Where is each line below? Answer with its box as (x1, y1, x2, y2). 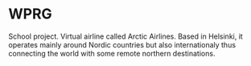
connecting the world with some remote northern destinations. (8, 48, 216, 58)
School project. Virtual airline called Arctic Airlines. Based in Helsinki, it (8, 31, 243, 41)
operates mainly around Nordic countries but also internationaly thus (8, 39, 236, 49)
